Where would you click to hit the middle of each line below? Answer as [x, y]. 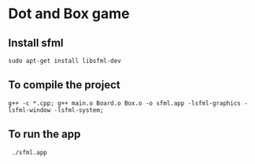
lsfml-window [30, 110]
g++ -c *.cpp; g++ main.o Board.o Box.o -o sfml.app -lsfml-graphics [125, 103]
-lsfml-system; [79, 110]
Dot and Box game [69, 14]
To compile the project [64, 85]
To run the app [44, 134]
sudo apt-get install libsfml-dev [65, 61]
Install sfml [36, 43]
